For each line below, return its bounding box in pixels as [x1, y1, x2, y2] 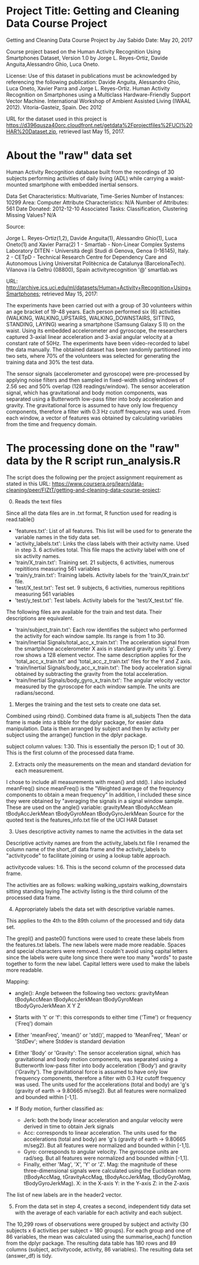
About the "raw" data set [6, 149, 132, 162]
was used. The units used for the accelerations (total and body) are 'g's [14, 1081, 190, 1088]
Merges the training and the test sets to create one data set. [14, 700, 161, 708]
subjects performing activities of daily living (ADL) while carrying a [6, 174, 169, 182]
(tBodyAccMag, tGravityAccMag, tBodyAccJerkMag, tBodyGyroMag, [23, 1173, 192, 1181]
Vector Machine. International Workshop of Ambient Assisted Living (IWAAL [6, 97, 191, 105]
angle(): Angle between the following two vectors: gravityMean [14, 989, 169, 996]
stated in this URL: [6, 480, 51, 487]
